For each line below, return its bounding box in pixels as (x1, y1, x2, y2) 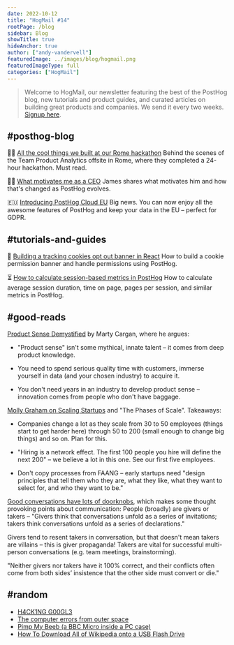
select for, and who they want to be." (17, 483, 124, 492)
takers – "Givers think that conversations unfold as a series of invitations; (7, 512, 217, 520)
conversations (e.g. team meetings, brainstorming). (29, 547, 177, 556)
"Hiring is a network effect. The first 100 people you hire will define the (17, 447, 221, 456)
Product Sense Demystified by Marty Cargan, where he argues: (7, 329, 190, 338)
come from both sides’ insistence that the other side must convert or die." (7, 568, 219, 577)
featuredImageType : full (7, 62, 80, 69)
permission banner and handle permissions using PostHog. (7, 260, 177, 268)
